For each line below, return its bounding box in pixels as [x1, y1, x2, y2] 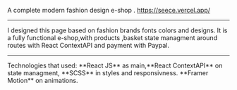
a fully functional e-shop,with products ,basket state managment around [7, 34, 217, 41]
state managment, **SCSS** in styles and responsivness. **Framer [7, 69, 209, 77]
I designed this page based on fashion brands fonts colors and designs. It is [7, 26, 228, 34]
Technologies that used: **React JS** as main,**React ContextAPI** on [7, 61, 223, 70]
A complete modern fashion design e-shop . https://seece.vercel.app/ [7, 6, 210, 14]
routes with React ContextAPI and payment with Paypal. [7, 41, 169, 49]
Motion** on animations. [7, 77, 78, 84]
